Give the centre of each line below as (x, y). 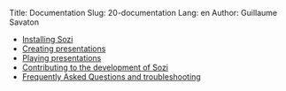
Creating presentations (64, 49)
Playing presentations (62, 58)
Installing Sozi (47, 39)
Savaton (24, 22)
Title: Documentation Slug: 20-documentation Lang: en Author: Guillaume (143, 13)
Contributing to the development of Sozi (95, 67)
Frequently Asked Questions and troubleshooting (111, 77)
